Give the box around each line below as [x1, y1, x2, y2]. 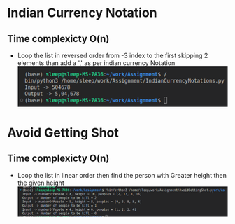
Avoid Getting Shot [7, 125, 119, 141]
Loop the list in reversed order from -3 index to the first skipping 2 [17, 51, 208, 59]
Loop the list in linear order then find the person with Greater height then [17, 171, 227, 179]
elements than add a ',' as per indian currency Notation [17, 59, 176, 67]
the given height [17, 178, 64, 187]
